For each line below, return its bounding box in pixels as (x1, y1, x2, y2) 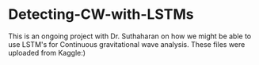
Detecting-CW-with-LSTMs (8, 5, 194, 23)
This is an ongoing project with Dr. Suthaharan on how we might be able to (8, 31, 252, 41)
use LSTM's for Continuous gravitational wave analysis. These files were (8, 39, 246, 49)
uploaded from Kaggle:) (8, 48, 86, 57)
